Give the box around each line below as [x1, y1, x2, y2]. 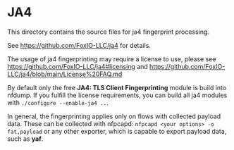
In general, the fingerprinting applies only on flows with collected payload [7, 112, 221, 120]
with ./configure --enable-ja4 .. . [7, 98, 109, 106]
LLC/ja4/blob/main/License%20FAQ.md [7, 70, 123, 78]
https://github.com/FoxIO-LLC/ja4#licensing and [7, 62, 148, 70]
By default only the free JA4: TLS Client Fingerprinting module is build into [7, 83, 227, 92]
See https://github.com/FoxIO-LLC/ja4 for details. [7, 41, 152, 49]
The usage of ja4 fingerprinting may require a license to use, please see [7, 54, 216, 63]
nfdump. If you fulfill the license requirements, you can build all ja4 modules [7, 91, 228, 99]
